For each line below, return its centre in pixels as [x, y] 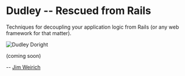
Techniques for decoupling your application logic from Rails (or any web [92, 27]
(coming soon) [24, 56]
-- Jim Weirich [23, 67]
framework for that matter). [39, 33]
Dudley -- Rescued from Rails [79, 11]
